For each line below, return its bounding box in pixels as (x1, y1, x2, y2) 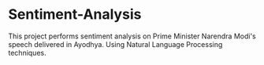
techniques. (8, 48, 46, 57)
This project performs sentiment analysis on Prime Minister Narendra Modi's (8, 31, 256, 41)
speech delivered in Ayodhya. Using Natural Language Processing (8, 39, 223, 49)
